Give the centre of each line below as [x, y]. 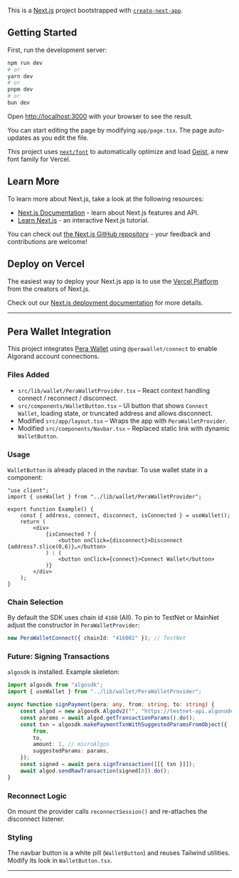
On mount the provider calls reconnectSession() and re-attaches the [107, 811]
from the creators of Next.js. [49, 289]
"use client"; [28, 490]
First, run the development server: [57, 50]
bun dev [19, 103]
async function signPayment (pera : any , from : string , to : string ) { [111, 705]
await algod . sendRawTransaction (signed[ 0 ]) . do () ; [95, 771]
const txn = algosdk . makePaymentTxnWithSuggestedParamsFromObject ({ [124, 724]
